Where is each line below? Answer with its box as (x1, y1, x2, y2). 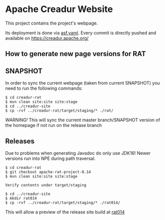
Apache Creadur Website (5, 4, 113, 15)
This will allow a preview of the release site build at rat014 (5, 209, 125, 215)
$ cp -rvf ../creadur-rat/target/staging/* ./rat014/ (5, 200, 121, 205)
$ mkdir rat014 (5, 195, 37, 201)
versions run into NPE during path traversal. (5, 155, 96, 161)
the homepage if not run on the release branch (5, 122, 102, 128)
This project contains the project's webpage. (5, 20, 98, 26)
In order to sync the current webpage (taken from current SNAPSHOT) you (5, 80, 160, 86)
